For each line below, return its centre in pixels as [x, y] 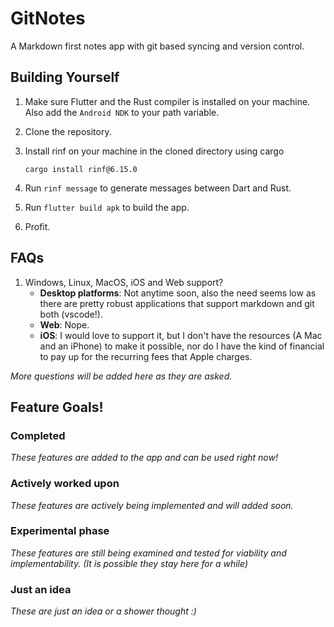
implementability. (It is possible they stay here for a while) [129, 563]
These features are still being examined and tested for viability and [148, 553]
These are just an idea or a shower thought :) [103, 611]
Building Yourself [65, 77]
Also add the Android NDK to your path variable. [122, 112]
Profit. [37, 226]
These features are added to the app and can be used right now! [144, 458]
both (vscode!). [71, 314]
